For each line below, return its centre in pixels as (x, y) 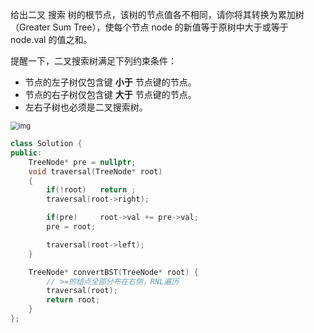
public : (26, 153)
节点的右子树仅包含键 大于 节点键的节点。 (110, 94)
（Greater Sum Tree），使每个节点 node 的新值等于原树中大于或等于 (149, 27)
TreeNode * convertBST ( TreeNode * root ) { (113, 272)
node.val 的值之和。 (51, 39)
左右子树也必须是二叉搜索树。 (86, 107)
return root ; (73, 300)
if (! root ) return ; (91, 190)
